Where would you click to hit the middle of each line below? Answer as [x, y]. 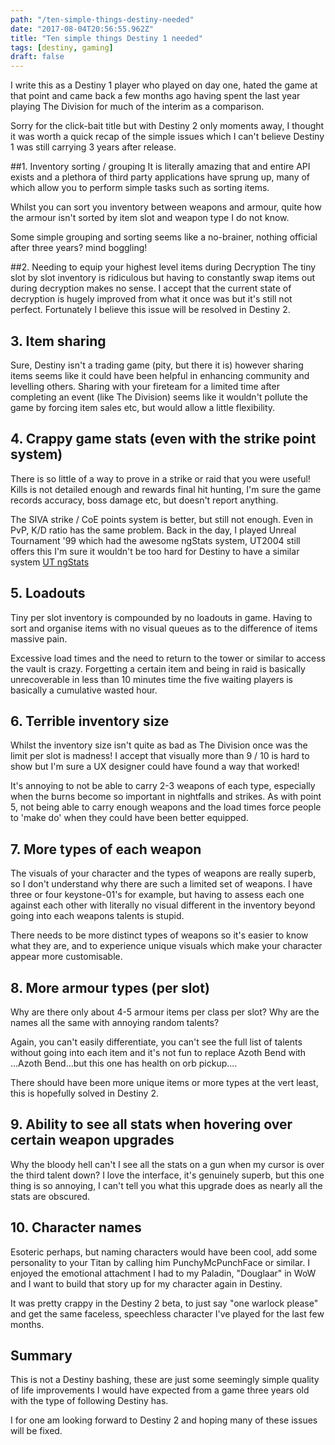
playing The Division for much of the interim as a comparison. [137, 107]
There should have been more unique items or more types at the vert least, [164, 1082]
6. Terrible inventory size [90, 721]
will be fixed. [36, 1431]
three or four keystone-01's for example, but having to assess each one [157, 895]
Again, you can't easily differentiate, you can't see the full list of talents [156, 1042]
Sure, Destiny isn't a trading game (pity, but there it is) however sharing [157, 365]
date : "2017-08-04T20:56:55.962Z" [82, 29]
